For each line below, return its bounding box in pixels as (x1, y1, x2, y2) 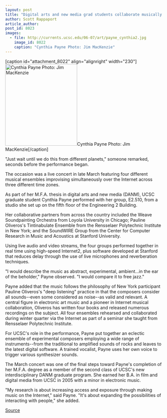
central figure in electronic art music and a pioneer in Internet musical (5, 299, 149, 305)
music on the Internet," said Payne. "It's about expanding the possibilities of (5, 392, 161, 398)
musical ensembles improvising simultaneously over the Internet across (5, 176, 152, 182)
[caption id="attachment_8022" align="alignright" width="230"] (5, 58, 137, 64)
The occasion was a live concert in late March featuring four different (5, 171, 148, 177)
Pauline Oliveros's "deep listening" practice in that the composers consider (5, 288, 160, 294)
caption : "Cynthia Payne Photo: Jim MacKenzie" (14, 45, 115, 50)
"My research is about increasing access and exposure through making (5, 386, 152, 393)
